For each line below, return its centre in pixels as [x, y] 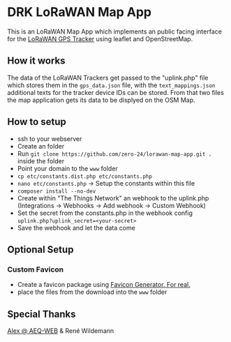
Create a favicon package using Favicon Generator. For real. [104, 285]
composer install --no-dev [57, 191]
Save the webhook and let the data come [76, 228]
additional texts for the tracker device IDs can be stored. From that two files [116, 92]
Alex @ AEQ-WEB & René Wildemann [61, 331]
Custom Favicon [36, 269]
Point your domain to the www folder [68, 168]
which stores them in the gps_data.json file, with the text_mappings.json [111, 85]
